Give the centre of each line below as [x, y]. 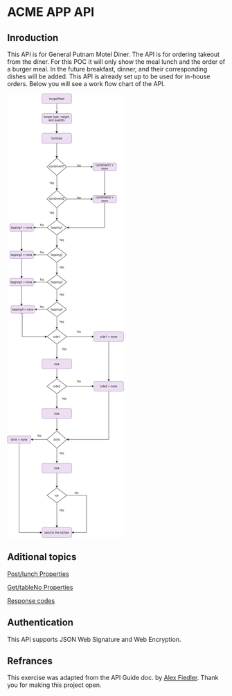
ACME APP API [51, 12]
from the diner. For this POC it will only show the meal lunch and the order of [116, 62]
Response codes [31, 600]
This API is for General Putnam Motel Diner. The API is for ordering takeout [114, 54]
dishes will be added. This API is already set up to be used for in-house [109, 76]
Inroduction [33, 38]
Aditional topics [42, 557]
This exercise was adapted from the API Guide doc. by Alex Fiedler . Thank [113, 678]
